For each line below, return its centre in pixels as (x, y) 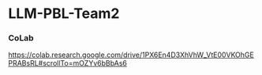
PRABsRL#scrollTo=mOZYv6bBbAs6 (68, 63)
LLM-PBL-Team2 (64, 14)
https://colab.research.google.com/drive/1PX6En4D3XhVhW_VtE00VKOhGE (131, 55)
